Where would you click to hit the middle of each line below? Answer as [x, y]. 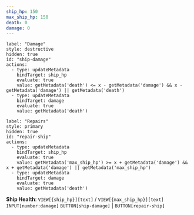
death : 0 [17, 22]
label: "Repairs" [27, 121]
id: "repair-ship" [29, 137]
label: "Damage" [26, 44]
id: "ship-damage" [29, 59]
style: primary [25, 127]
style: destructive [30, 49]
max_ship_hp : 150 [27, 17]
